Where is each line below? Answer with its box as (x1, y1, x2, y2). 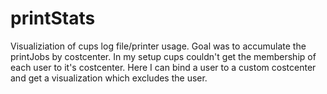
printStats (10, 7, 96, 30)
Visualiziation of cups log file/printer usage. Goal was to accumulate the (10, 40, 307, 52)
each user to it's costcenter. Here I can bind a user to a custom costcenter (10, 61, 317, 73)
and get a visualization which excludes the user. (10, 72, 208, 84)
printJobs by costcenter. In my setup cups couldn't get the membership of (10, 50, 317, 62)
